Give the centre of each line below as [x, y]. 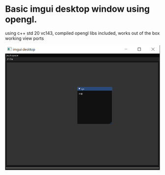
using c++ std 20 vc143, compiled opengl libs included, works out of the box [82, 33]
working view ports [25, 38]
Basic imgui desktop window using [77, 9]
